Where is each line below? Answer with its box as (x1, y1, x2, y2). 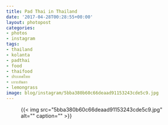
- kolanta (6, 52, 31, 58)
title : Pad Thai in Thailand (6, 8, 78, 15)
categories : (6, 25, 35, 31)
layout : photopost (6, 19, 51, 25)
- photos (6, 30, 28, 36)
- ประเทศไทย (6, 74, 31, 79)
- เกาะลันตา (6, 79, 28, 85)
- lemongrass (6, 85, 38, 91)
